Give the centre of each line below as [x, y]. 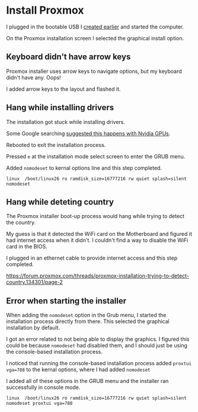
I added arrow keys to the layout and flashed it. [63, 89]
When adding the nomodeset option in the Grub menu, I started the [86, 315]
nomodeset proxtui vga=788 [39, 404]
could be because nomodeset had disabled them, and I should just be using [97, 346]
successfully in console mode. [43, 387]
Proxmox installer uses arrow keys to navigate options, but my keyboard [94, 71]
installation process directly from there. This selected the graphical [88, 321]
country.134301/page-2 [35, 282]
